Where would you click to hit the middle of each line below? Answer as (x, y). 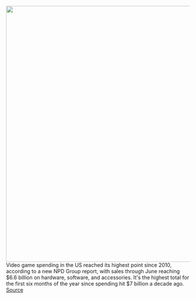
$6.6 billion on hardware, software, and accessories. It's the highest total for (98, 277)
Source (15, 290)
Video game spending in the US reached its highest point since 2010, (89, 265)
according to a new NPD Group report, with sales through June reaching (93, 271)
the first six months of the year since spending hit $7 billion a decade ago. (95, 283)
